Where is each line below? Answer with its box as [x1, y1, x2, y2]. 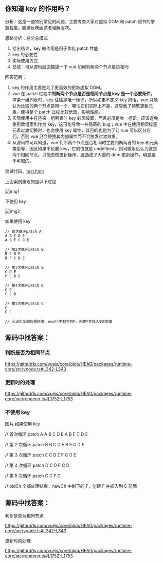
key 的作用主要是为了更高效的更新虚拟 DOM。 [12, 85, 105, 90]
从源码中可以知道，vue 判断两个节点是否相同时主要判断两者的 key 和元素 [12, 139, 159, 145]
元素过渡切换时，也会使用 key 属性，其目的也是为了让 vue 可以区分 [12, 127, 147, 133]
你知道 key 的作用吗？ [5, 4, 71, 13]
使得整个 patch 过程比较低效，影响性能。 [20, 109, 103, 115]
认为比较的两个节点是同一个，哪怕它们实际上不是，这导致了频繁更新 [12, 103, 149, 108]
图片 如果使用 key [5, 421, 40, 427]
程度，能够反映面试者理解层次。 [9, 24, 73, 30]
